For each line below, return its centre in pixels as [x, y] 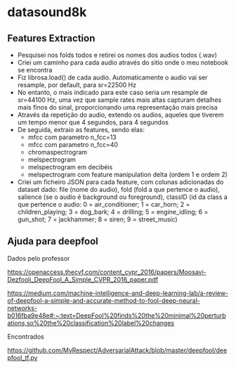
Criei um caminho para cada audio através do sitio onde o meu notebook [123, 63]
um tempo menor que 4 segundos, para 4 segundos [93, 122]
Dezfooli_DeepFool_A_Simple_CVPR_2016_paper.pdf [83, 279]
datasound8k [47, 12]
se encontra [35, 70]
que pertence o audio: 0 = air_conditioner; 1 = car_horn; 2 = [104, 204]
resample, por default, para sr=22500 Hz [77, 85]
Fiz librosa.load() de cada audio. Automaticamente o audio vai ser [112, 77]
